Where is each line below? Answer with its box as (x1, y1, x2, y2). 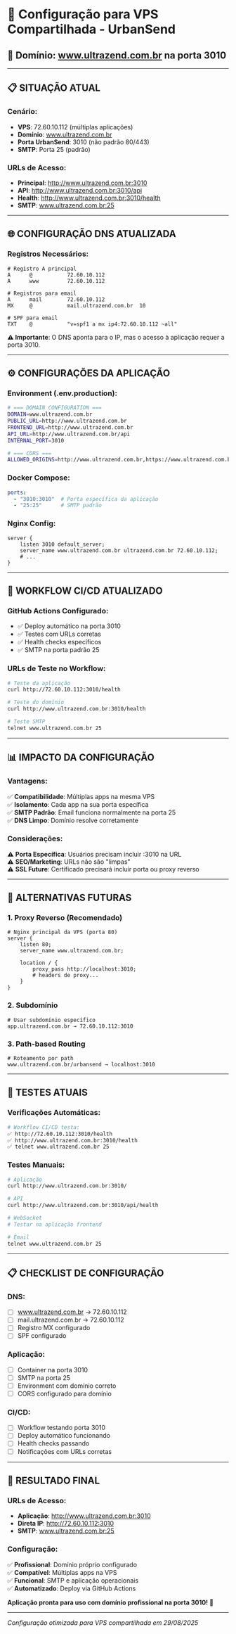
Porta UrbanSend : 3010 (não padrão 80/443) (17, 137, 150, 146)
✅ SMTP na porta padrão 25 (17, 646, 100, 654)
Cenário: (7, 107, 38, 117)
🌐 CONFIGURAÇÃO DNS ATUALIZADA (7, 228, 177, 240)
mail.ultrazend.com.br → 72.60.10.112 (17, 1315, 124, 1325)
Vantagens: (7, 777, 48, 786)
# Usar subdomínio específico (7, 1016, 96, 1023)
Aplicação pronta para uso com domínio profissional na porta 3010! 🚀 (7, 1598, 214, 1607)
